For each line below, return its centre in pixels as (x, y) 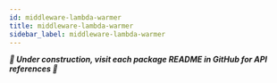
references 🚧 (34, 69)
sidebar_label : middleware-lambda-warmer (88, 34)
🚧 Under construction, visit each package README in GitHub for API (138, 60)
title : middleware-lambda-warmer (71, 26)
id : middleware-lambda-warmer (66, 17)
